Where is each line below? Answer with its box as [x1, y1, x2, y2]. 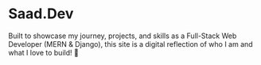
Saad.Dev [8, 5, 74, 23]
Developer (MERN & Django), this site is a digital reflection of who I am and [8, 39, 253, 48]
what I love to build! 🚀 [8, 48, 80, 57]
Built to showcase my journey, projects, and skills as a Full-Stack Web [8, 31, 237, 40]
